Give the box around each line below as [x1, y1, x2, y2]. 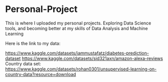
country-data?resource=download [5, 71, 76, 77]
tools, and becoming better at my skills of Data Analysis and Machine [5, 25, 148, 31]
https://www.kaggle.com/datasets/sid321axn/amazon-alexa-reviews [22, 55, 163, 61]
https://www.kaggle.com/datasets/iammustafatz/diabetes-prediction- [5, 50, 149, 56]
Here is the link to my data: [5, 40, 61, 46]
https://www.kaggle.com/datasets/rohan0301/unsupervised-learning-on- [5, 66, 157, 72]
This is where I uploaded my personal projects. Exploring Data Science [5, 20, 151, 26]
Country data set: [5, 60, 42, 66]
